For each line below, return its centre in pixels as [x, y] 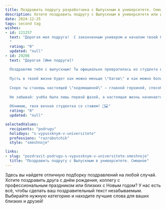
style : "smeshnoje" [30, 143]
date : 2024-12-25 [23, 19]
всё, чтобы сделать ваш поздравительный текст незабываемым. [74, 190]
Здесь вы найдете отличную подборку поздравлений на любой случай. [81, 175]
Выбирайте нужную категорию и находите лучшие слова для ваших [77, 196]
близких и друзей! [24, 201]
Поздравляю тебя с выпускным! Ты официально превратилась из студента [84, 70]
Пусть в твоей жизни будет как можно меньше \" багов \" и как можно [81, 79]
